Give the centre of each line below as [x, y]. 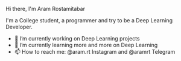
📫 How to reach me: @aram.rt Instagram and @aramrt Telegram [95, 52]
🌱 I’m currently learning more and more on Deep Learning [86, 45]
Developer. [19, 27]
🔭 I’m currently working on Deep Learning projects [77, 38]
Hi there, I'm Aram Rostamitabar [46, 9]
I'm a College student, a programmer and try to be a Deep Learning [89, 20]
